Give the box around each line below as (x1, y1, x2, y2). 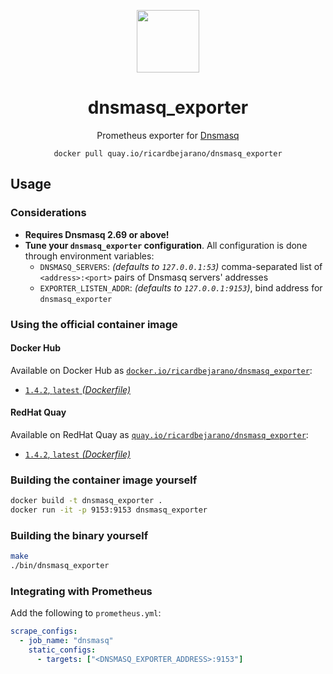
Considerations (10, 206, 87, 220)
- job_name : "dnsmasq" (19, 636, 114, 646)
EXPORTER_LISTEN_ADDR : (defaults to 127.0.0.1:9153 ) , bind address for (39, 281, 323, 294)
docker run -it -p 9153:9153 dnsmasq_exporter (10, 505, 208, 515)
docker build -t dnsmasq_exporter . (10, 496, 163, 506)
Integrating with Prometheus (10, 584, 153, 598)
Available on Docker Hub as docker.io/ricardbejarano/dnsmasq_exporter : (10, 364, 313, 376)
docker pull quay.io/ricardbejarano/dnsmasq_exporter (53, 148, 283, 159)
